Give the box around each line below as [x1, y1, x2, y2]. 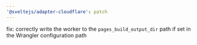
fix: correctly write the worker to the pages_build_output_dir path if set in [6, 25, 191, 32]
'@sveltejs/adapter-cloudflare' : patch [6, 8, 108, 15]
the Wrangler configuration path [6, 31, 87, 39]
